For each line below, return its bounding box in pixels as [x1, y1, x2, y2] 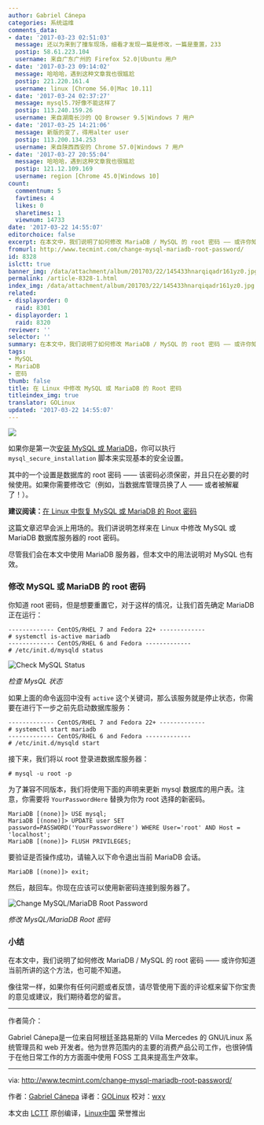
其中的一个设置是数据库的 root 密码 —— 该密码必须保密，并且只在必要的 [8, 469, 243, 480]
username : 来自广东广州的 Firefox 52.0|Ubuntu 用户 [15, 56, 178, 64]
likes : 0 [15, 201, 44, 209]
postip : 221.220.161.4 [15, 77, 90, 85]
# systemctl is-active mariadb [8, 633, 111, 641]
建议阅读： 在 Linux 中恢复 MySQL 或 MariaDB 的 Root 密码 [8, 506, 197, 516]
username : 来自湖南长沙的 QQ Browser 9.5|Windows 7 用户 [15, 114, 195, 122]
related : [8, 289, 37, 297]
